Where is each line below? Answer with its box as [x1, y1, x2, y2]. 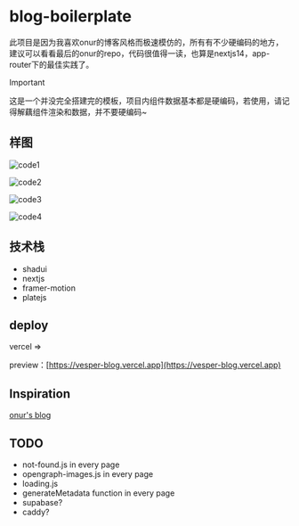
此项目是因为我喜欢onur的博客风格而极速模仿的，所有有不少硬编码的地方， [9, 37, 284, 47]
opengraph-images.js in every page [21, 469, 154, 479]
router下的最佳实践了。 [9, 59, 94, 70]
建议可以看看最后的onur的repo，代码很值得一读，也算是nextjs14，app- [9, 47, 271, 59]
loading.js [21, 479, 59, 489]
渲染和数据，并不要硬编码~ [47, 106, 148, 117]
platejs [21, 292, 47, 302]
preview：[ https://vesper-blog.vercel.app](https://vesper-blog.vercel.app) [9, 359, 282, 371]
